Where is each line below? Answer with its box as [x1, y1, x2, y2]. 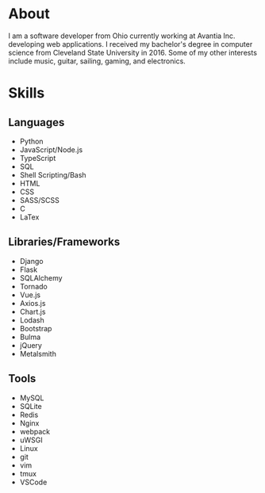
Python [19, 136, 44, 146]
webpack [19, 426, 50, 436]
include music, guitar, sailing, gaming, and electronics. [8, 56, 186, 66]
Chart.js [19, 307, 46, 316]
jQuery [19, 340, 42, 350]
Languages [8, 116, 65, 129]
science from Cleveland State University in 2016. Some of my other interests [8, 48, 258, 57]
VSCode [19, 477, 48, 487]
